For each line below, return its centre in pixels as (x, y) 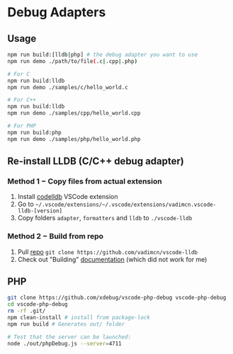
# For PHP (22, 126)
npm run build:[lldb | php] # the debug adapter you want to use (103, 55)
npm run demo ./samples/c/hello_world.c (68, 87)
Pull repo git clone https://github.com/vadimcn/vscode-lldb (108, 251)
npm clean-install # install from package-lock (79, 318)
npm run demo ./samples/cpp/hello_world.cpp (74, 113)
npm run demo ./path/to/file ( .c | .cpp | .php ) (73, 61)
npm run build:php (34, 132)
